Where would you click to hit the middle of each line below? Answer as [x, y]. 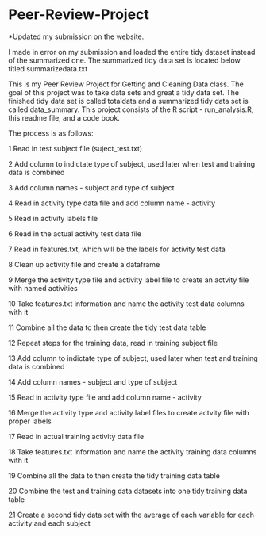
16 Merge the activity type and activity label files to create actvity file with [129, 412]
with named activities [43, 288]
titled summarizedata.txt [48, 68]
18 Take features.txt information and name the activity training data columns [133, 452]
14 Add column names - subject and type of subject [93, 381]
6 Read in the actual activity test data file [75, 234]
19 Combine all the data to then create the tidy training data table [114, 475]
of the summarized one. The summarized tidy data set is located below [124, 60]
